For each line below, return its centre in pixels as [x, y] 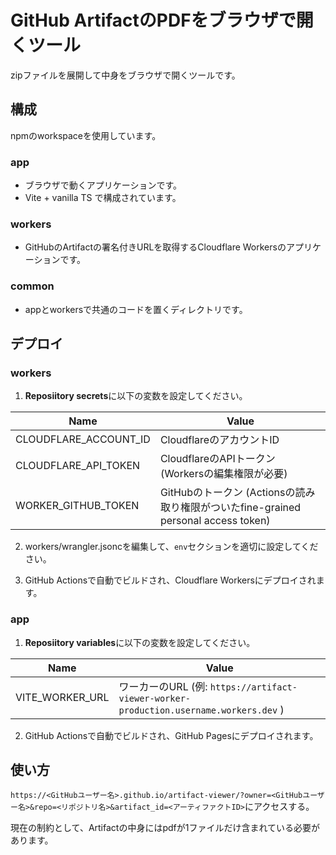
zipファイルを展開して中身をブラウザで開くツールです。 [125, 75]
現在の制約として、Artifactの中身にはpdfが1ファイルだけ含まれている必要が [165, 828]
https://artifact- [253, 687]
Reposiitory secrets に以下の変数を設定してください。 [136, 396]
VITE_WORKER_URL [62, 697]
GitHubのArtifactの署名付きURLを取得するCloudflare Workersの [155, 247]
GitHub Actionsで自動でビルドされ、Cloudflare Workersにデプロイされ [170, 580]
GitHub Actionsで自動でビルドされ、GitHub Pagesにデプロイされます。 [171, 735]
